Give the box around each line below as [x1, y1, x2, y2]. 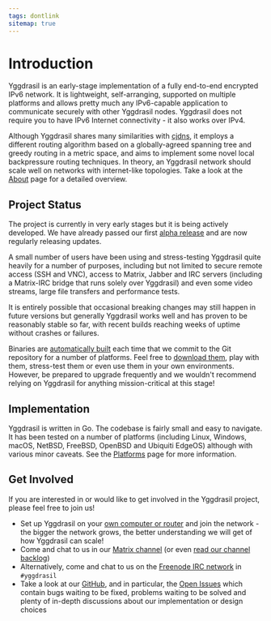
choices [19, 605, 47, 615]
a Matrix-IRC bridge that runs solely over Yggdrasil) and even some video [8, 278, 253, 288]
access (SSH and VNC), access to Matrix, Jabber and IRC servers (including [8, 269, 263, 280]
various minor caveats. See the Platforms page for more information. [8, 449, 237, 459]
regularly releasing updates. [8, 237, 102, 246]
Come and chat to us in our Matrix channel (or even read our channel [19, 544, 251, 554]
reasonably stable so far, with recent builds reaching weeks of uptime [8, 319, 241, 329]
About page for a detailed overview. [8, 174, 128, 184]
